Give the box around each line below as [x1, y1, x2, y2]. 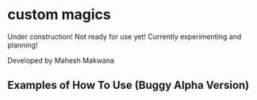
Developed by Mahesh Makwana [7, 56, 115, 65]
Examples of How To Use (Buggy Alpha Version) [7, 79, 250, 92]
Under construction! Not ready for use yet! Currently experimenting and [7, 32, 242, 41]
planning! [7, 40, 38, 49]
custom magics [7, 6, 112, 24]
